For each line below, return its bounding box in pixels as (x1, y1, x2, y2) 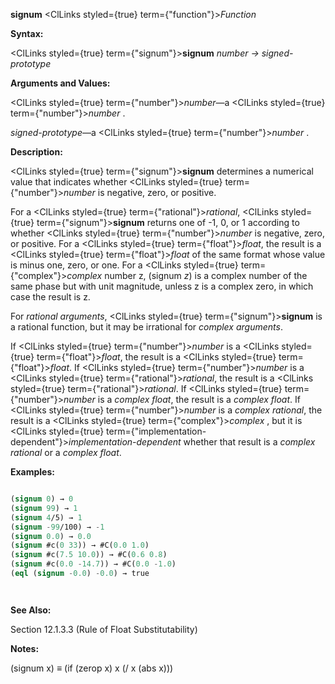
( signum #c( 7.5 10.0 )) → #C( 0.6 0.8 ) (10, 550, 168, 560)
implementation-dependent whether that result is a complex (68, 436, 316, 448)
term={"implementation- (106, 425, 207, 437)
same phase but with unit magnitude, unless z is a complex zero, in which (10, 280, 314, 292)
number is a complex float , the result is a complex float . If (63, 394, 301, 405)
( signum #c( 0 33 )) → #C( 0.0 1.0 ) (10, 540, 150, 551)
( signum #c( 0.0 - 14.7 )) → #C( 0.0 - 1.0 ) (10, 559, 177, 569)
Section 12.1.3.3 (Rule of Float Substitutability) (10, 623, 198, 635)
